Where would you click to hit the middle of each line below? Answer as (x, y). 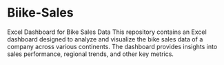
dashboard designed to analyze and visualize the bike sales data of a (105, 39)
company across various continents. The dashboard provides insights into (112, 46)
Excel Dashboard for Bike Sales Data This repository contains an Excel (107, 32)
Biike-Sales (40, 13)
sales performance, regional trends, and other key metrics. (91, 54)
